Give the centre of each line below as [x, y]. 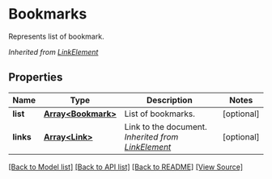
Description [169, 100]
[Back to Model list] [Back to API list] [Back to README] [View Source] [126, 167]
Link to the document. [166, 127]
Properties [36, 77]
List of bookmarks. [160, 114]
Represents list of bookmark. [56, 36]
